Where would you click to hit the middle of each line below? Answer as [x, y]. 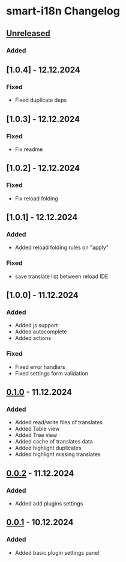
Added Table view [37, 429]
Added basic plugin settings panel [57, 552]
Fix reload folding [36, 198]
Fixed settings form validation [52, 373]
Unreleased [28, 33]
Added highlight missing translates [58, 454]
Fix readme [29, 149]
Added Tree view [36, 435]
